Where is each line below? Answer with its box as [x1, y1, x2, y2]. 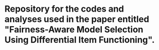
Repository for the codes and [4, 3, 124, 15]
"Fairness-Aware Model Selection [4, 24, 143, 35]
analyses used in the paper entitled [4, 14, 149, 25]
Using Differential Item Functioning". [4, 34, 155, 46]
